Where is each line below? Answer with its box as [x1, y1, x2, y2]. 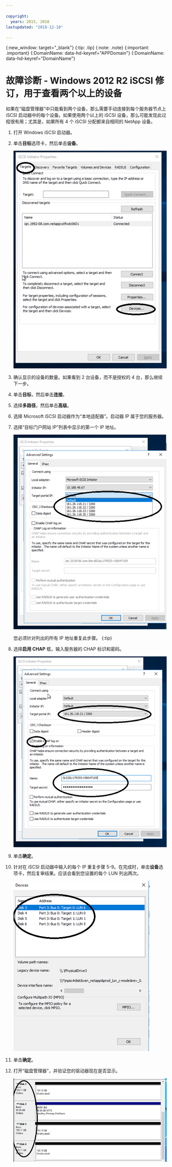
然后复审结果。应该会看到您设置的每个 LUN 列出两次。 [27, 870, 142, 876]
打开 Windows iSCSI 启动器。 [13, 130, 75, 136]
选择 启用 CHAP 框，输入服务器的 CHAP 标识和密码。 [13, 646, 125, 652]
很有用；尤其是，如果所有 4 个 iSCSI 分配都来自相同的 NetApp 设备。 [10, 118, 156, 125]
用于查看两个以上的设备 [23, 88, 122, 99]
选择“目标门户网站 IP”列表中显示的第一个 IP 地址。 [13, 424, 119, 430]
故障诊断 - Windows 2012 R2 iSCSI [6, 75, 154, 87]
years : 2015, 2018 [10, 19, 50, 24]
